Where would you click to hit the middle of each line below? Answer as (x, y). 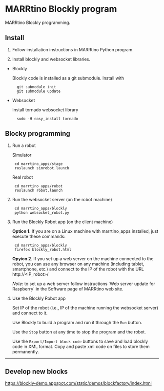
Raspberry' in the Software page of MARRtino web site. (68, 288)
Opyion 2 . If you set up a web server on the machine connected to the (83, 258)
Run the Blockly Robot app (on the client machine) (62, 222)
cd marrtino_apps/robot (39, 186)
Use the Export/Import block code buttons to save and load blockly (80, 341)
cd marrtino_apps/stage (39, 164)
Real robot (22, 177)
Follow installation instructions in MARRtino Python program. (73, 49)
